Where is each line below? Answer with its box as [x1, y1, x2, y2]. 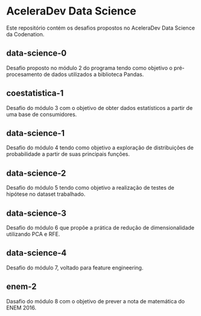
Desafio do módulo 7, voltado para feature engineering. [6, 264, 144, 271]
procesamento [6, 71, 42, 78]
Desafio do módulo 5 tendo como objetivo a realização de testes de [6, 184, 175, 192]
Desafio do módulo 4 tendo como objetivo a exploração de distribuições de [6, 144, 194, 152]
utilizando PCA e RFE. [6, 231, 60, 237]
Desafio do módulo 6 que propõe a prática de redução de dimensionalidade [6, 224, 195, 231]
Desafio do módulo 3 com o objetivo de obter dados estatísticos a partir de [6, 104, 193, 111]
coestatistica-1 [6, 88, 64, 98]
